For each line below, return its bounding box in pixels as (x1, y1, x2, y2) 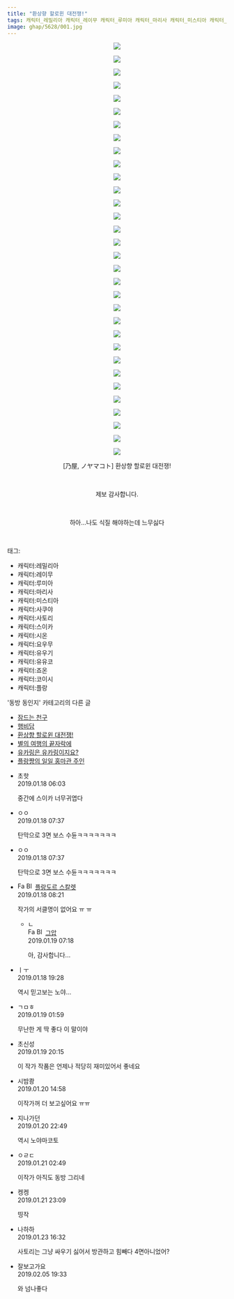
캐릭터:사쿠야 (17, 605, 54, 614)
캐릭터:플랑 (17, 684, 48, 692)
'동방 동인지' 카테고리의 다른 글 (7, 698, 91, 707)
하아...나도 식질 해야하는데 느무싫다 (69, 518, 165, 527)
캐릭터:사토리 (17, 614, 54, 622)
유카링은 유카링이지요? (17, 748, 79, 757)
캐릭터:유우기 (17, 649, 54, 657)
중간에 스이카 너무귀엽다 (17, 794, 84, 802)
